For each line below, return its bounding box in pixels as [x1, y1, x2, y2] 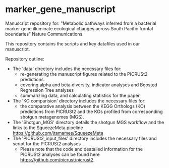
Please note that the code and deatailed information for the [20, 146, 143, 152]
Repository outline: [5, 55, 44, 62]
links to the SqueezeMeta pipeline [12, 125, 83, 131]
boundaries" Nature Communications [5, 31, 83, 37]
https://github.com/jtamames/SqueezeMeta [12, 130, 103, 136]
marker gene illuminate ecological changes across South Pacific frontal [5, 25, 153, 31]
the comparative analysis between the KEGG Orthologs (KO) [20, 103, 145, 109]
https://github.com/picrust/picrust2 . [20, 156, 95, 162]
